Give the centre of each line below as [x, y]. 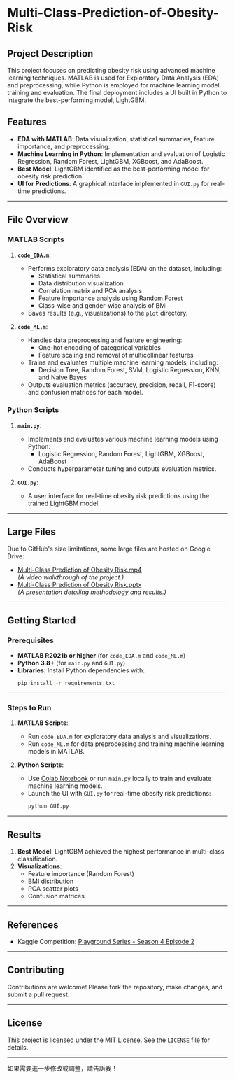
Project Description [50, 54]
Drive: [16, 556]
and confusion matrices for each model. [85, 392]
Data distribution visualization [81, 283]
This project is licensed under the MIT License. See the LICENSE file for [108, 1040]
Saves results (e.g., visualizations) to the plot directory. [108, 313]
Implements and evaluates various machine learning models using [123, 439]
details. [18, 1047]
